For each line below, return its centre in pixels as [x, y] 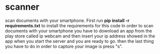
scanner [22, 7]
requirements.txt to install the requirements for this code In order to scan [79, 25]
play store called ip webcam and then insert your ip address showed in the [80, 36]
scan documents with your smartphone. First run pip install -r [67, 20]
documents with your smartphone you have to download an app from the [79, 31]
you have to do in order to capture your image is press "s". [64, 46]
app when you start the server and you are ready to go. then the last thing [80, 41]
